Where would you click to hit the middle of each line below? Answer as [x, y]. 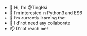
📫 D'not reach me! [29, 28]
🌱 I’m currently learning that [38, 18]
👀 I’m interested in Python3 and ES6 [46, 13]
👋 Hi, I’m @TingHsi [28, 8]
